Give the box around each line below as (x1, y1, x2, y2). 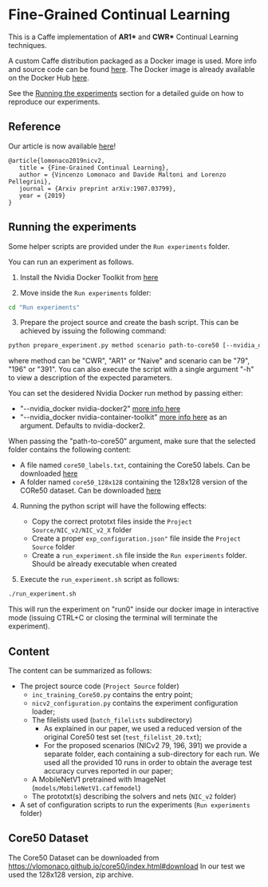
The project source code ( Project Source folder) (19, 681, 179, 691)
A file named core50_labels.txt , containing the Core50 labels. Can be (19, 461, 250, 470)
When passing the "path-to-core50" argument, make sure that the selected (8, 437, 256, 446)
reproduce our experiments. (8, 97, 100, 106)
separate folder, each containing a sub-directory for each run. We (43, 749, 260, 758)
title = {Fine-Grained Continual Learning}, (18, 164, 170, 172)
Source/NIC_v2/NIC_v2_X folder (31, 525, 132, 535)
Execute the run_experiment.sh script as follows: (19, 575, 179, 584)
